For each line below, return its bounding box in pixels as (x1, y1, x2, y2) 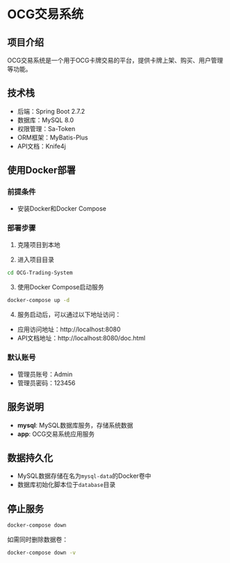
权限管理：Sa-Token (17, 124, 76, 133)
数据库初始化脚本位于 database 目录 (17, 481, 116, 489)
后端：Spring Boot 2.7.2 (17, 107, 85, 115)
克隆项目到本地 (17, 240, 60, 248)
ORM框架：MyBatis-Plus (17, 133, 88, 142)
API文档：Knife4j (17, 142, 66, 150)
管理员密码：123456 (17, 378, 76, 387)
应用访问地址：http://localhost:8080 (17, 325, 121, 333)
